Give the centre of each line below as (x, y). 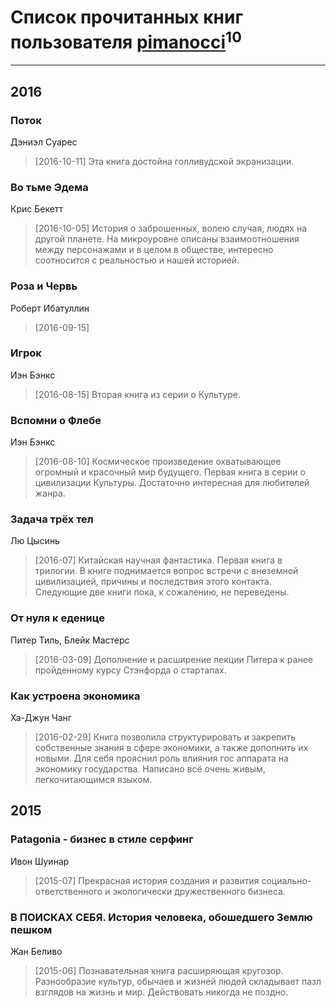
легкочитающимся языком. (93, 780)
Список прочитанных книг (127, 17)
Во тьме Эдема (49, 187)
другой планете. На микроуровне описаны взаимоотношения (167, 239)
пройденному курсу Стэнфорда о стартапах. (130, 670)
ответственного (68, 891)
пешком (31, 929)
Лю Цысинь (35, 541)
